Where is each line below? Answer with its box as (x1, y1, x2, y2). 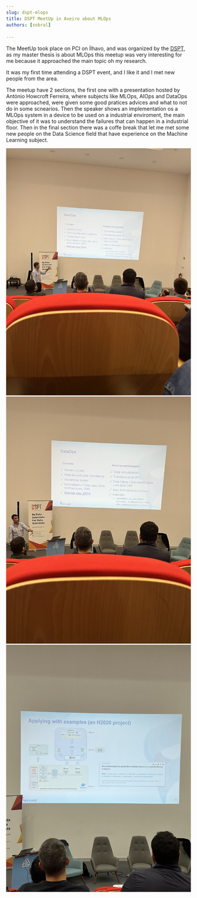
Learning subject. (6, 137, 49, 144)
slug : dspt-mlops (6, 9, 49, 15)
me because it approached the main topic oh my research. (6, 58, 148, 65)
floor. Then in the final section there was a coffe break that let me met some (6, 124, 189, 131)
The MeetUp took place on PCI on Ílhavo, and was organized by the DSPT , (6, 45, 186, 52)
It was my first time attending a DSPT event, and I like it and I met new (6, 69, 175, 76)
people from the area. (6, 75, 59, 82)
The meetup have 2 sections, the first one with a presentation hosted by (6, 87, 180, 94)
